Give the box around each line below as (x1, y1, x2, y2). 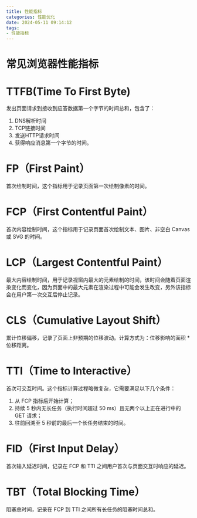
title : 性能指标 (6, 8, 42, 15)
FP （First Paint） (6, 162, 90, 175)
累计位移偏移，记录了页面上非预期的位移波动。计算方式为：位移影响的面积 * (6, 334, 190, 341)
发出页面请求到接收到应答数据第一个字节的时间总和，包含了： (6, 105, 155, 112)
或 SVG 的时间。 (6, 233, 46, 241)
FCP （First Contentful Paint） (6, 205, 154, 219)
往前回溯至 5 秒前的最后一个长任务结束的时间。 (14, 419, 129, 426)
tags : (6, 25, 19, 31)
